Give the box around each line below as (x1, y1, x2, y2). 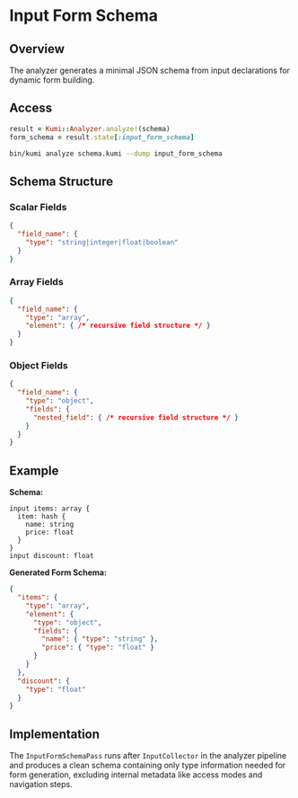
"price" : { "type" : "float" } (41, 643, 154, 652)
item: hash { (17, 512, 66, 521)
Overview (9, 41, 66, 57)
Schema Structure (9, 173, 114, 189)
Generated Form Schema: (9, 567, 108, 578)
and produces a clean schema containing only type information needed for (9, 760, 286, 771)
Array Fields (9, 276, 65, 288)
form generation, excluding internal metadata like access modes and (9, 769, 263, 780)
